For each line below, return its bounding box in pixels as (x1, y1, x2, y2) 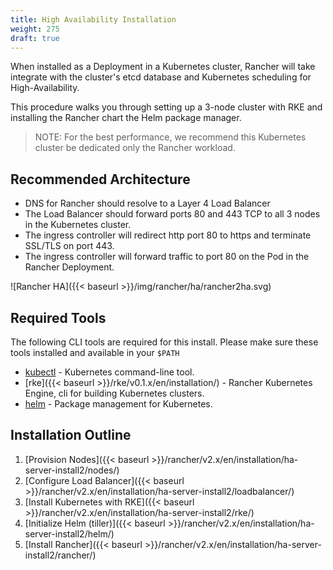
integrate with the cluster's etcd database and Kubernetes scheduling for (10, 71, 312, 83)
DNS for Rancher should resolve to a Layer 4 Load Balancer (24, 197, 271, 210)
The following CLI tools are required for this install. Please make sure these (10, 336, 319, 348)
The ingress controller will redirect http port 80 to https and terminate (24, 229, 312, 241)
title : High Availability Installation (10, 14, 177, 25)
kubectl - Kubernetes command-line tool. (24, 366, 195, 378)
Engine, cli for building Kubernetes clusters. (24, 387, 205, 399)
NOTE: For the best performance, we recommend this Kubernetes (34, 131, 307, 143)
